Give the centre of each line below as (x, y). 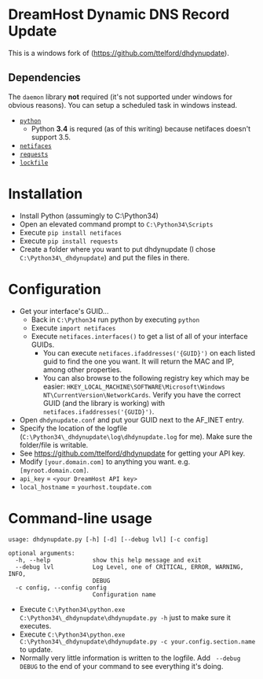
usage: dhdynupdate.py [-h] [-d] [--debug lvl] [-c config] (109, 539)
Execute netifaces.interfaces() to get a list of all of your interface (140, 336)
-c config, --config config (61, 588)
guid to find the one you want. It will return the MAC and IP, (138, 361)
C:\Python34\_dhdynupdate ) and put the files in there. (104, 257)
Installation (46, 194)
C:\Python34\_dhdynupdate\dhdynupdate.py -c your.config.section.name (137, 642)
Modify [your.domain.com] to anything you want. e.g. (105, 461)
